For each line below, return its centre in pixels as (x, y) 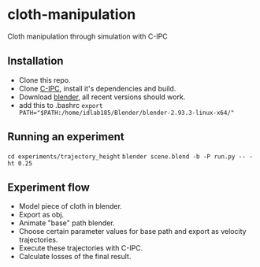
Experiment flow (48, 187)
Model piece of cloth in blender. (71, 206)
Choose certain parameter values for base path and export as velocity (132, 232)
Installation (35, 61)
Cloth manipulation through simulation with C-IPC (88, 36)
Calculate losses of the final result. (75, 257)
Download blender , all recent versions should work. (102, 97)
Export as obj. (41, 215)
